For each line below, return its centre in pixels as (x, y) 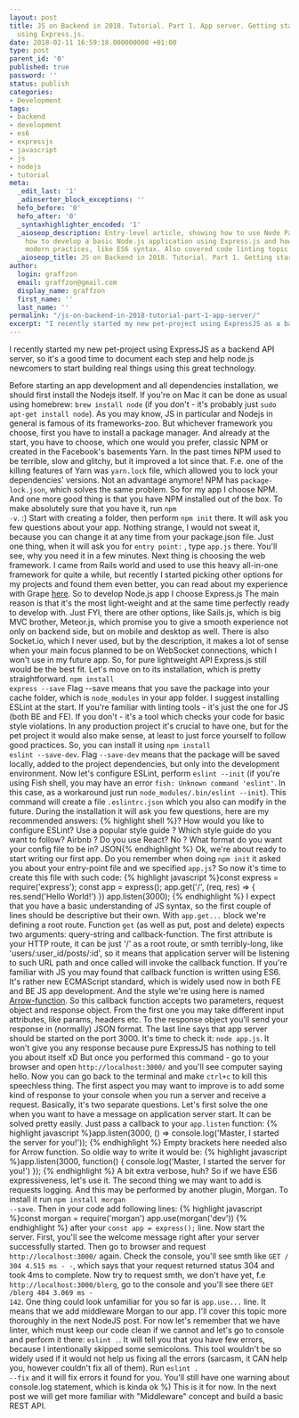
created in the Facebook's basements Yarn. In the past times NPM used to (145, 452)
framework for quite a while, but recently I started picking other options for (146, 575)
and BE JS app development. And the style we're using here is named (137, 991)
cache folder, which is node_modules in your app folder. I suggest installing (144, 697)
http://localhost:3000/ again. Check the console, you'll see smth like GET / (149, 1256)
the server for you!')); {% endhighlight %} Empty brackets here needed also (148, 1142)
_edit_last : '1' (47, 192)
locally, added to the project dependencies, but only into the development (145, 764)
